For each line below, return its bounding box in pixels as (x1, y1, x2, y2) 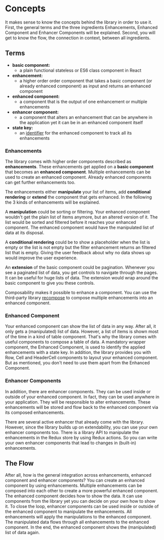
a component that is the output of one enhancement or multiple (19, 99, 148, 105)
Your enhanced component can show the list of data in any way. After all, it (5, 324, 156, 329)
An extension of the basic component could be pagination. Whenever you (5, 265, 155, 270)
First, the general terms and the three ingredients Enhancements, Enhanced (5, 24, 158, 30)
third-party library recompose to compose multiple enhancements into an (5, 295, 153, 301)
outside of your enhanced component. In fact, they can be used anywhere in (5, 394, 160, 400)
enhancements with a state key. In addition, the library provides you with (5, 350, 151, 355)
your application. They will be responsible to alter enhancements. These (5, 399, 151, 405)
